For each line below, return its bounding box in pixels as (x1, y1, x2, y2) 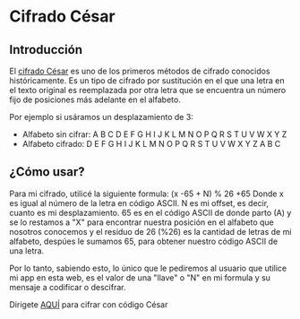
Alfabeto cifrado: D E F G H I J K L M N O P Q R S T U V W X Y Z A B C (21, 139, 281, 149)
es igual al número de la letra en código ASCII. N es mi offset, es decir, (9, 197, 270, 208)
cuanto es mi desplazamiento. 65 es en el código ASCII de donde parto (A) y (9, 207, 292, 218)
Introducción (9, 42, 83, 57)
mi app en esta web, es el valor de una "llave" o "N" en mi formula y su (9, 272, 271, 283)
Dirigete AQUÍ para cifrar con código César (9, 298, 168, 310)
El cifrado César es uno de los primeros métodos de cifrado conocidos (9, 65, 270, 76)
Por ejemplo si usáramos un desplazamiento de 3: (9, 112, 194, 122)
